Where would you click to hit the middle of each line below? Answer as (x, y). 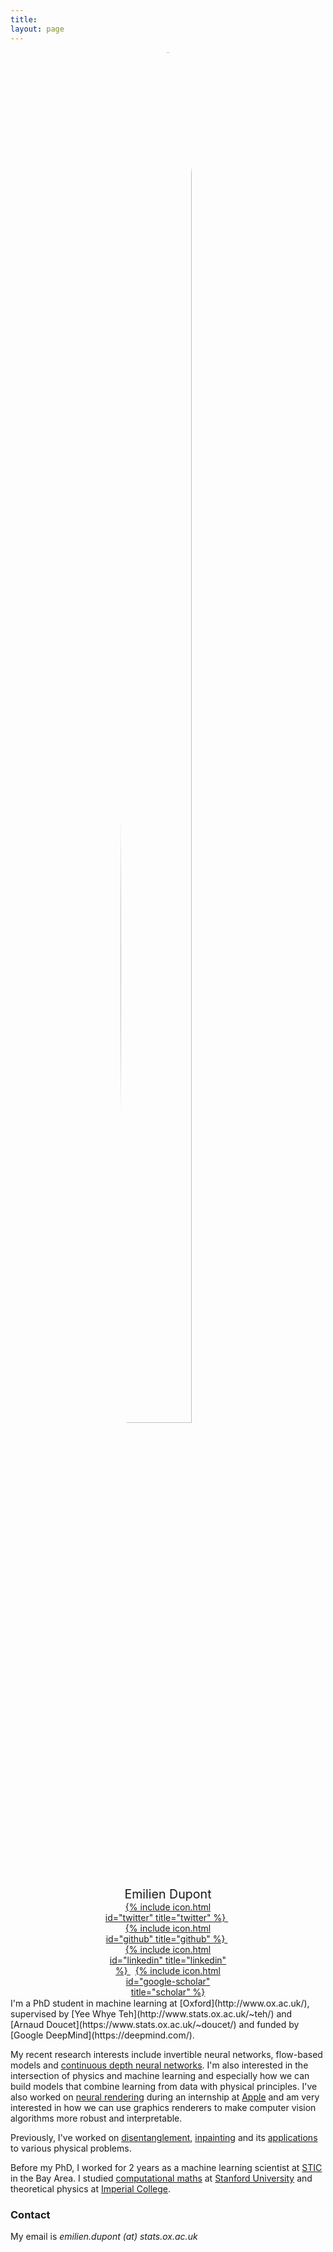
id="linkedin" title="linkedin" (168, 1960)
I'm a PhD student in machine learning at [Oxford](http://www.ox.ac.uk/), (160, 2003)
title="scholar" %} (168, 1992)
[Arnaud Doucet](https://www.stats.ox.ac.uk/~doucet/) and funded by (155, 2024)
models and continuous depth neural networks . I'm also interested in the (159, 2065)
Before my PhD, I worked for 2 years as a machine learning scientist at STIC (166, 2167)
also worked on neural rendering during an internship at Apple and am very (165, 2097)
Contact (30, 2214)
